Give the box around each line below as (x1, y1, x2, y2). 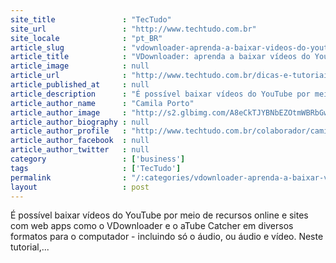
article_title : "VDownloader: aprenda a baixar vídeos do (10, 52, 311, 62)
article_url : (10, 71, 128, 81)
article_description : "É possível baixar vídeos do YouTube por (10, 89, 311, 99)
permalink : (10, 172, 128, 183)
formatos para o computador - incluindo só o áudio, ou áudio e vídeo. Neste (10, 231, 324, 243)
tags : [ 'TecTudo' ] (10, 163, 182, 173)
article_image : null (10, 61, 150, 71)
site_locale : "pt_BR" (10, 33, 163, 43)
